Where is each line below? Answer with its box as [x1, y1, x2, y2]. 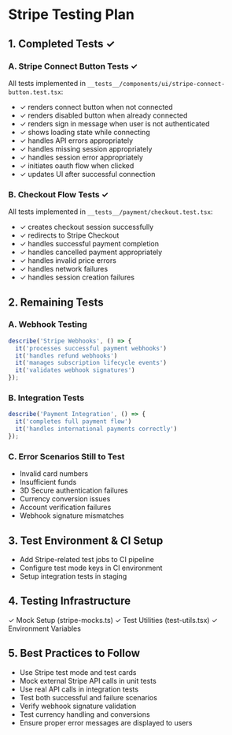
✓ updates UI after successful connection [19, 169, 156, 178]
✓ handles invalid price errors [19, 256, 116, 265]
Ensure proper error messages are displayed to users [19, 718, 193, 727]
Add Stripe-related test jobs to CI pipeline [19, 555, 155, 564]
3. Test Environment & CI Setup [8, 534, 164, 547]
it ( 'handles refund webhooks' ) [15, 351, 118, 360]
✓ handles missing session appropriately [19, 144, 153, 153]
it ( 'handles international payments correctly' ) [15, 425, 178, 433]
